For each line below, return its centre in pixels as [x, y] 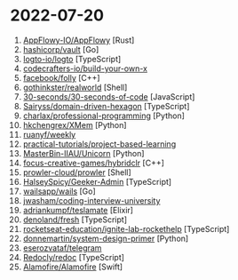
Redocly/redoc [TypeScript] [74, 257]
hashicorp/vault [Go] [61, 49]
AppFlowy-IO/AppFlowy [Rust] [79, 40]
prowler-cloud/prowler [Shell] [77, 172]
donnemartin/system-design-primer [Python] [106, 238]
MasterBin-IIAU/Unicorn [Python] [83, 153]
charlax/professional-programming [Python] [104, 116]
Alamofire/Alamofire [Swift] [73, 267]
